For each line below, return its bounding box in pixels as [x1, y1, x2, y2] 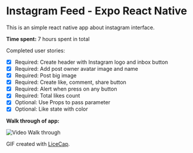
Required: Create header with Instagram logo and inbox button [14, 58, 169, 65]
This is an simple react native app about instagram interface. [6, 24, 155, 31]
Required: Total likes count [14, 92, 80, 99]
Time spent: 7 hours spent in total [6, 35, 90, 42]
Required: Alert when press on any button [14, 85, 117, 93]
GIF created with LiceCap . [6, 140, 70, 148]
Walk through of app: [6, 117, 60, 124]
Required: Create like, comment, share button [14, 79, 127, 86]
